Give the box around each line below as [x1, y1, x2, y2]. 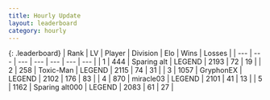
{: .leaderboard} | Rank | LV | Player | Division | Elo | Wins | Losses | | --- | [8, 49, 252, 58]
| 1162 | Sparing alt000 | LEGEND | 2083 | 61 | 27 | [8, 82, 174, 92]
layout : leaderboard [8, 19, 78, 27]
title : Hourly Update [8, 11, 81, 20]
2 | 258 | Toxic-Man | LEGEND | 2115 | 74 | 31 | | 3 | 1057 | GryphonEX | [8, 66, 243, 75]
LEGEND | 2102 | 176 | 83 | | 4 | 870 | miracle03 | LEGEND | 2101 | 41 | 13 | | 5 [8, 74, 263, 84]
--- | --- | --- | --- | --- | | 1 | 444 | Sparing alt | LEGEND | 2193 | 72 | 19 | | [17, 57, 262, 66]
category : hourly [8, 26, 67, 34]
